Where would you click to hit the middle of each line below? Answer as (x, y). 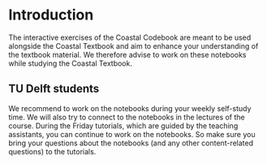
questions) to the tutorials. (52, 151)
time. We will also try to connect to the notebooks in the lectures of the (127, 117)
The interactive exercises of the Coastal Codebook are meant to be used (130, 37)
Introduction (51, 15)
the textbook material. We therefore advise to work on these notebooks (127, 54)
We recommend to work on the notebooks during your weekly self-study (130, 108)
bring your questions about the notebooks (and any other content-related (131, 143)
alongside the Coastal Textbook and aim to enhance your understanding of (133, 45)
